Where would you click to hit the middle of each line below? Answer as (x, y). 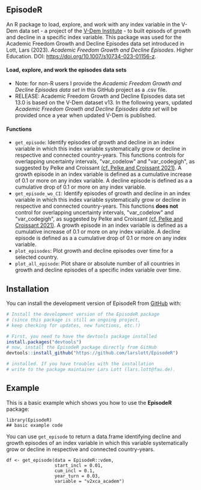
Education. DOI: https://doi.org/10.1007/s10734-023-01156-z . (81, 56)
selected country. (37, 257)
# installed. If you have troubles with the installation (80, 364)
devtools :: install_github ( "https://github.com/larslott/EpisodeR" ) (92, 353)
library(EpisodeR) (29, 420)
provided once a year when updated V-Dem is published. (85, 115)
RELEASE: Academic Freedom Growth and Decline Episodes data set (100, 96)
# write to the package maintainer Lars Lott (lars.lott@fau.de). (91, 370)
